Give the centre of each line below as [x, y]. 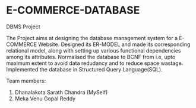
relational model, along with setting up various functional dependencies [94, 50]
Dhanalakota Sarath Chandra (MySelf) [61, 92]
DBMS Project [23, 27]
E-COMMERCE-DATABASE [73, 10]
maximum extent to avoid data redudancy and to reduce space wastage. [95, 63]
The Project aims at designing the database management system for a [92, 38]
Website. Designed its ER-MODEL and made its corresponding [114, 44]
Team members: [26, 81]
